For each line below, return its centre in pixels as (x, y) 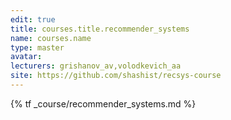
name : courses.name (51, 38)
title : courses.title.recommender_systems (100, 29)
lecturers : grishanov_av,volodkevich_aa (96, 66)
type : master (37, 47)
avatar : (26, 57)
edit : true (33, 19)
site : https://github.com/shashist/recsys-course (116, 76)
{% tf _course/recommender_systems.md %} (103, 103)
